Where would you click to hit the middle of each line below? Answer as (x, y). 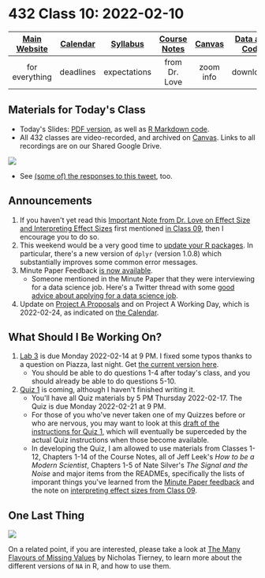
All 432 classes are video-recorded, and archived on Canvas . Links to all (137, 137)
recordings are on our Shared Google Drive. (90, 145)
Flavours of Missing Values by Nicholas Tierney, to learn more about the (125, 557)
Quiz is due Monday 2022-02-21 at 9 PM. (99, 406)
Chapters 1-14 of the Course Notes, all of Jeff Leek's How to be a (148, 457)
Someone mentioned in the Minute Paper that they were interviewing (143, 278)
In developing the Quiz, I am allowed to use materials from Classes (140, 448)
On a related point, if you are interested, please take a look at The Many (124, 550)
